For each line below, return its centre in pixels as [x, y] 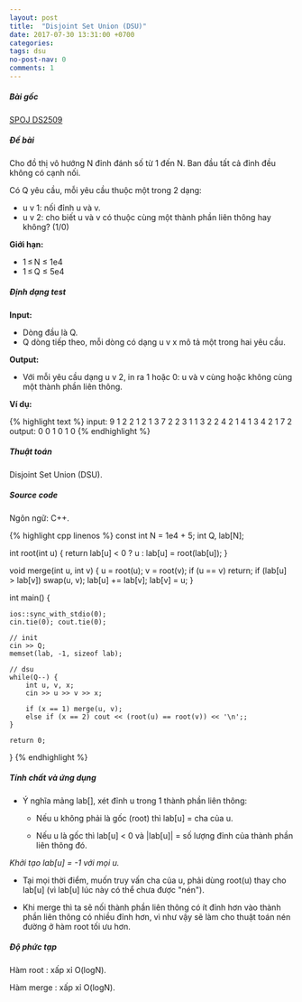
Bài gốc [24, 97]
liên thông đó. [61, 845]
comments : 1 [32, 69]
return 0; [28, 740]
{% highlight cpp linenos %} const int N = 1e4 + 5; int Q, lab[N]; [127, 535]
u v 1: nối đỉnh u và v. [61, 208]
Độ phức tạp [33, 947]
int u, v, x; [50, 685]
